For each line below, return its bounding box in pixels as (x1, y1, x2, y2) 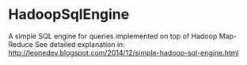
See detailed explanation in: (34, 39, 125, 49)
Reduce (8, 39, 33, 49)
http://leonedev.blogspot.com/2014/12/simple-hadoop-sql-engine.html (8, 48, 239, 57)
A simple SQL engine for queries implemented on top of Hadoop (8, 31, 218, 41)
